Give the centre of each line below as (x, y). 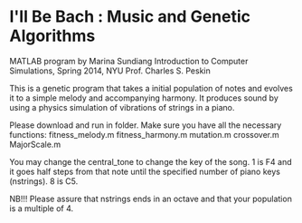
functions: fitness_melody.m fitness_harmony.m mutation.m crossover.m (145, 134)
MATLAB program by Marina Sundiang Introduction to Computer (129, 61)
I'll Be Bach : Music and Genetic (130, 17)
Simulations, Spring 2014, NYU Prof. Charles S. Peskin (110, 71)
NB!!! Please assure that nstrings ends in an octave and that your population (151, 199)
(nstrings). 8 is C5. (44, 181)
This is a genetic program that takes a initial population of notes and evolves (151, 88)
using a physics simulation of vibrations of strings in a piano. (122, 107)
